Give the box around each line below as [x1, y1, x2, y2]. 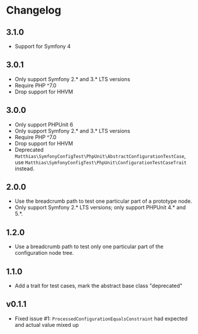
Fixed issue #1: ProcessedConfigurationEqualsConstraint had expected [14, 314, 188, 322]
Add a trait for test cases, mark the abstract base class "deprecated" [14, 282, 183, 290]
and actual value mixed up [14, 321, 79, 328]
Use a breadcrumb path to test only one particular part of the [14, 243, 164, 250]
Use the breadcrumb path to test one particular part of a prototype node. [14, 197, 193, 205]
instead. [14, 165, 35, 172]
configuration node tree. [14, 249, 74, 257]
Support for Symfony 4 [14, 43, 71, 50]
